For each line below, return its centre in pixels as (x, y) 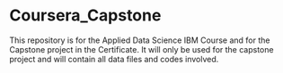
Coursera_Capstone (85, 16)
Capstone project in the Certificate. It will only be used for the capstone (141, 49)
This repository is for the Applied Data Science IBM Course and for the (140, 40)
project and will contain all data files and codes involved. (114, 59)
